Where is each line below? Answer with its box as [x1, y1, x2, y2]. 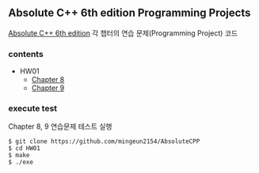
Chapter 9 [31, 83, 65, 93]
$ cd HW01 [8, 145, 41, 152]
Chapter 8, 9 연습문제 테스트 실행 [8, 122, 112, 131]
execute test [8, 103, 58, 114]
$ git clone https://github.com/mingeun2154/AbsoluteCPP [8, 137, 200, 145]
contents [8, 48, 44, 59]
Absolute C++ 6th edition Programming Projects [8, 6, 251, 20]
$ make [8, 152, 30, 160]
